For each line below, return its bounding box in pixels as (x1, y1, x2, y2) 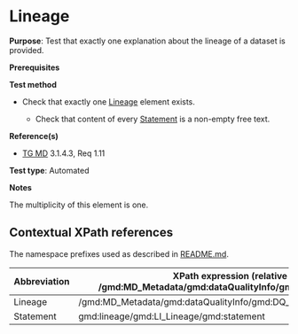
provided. (9, 44, 44, 55)
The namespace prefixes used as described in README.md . (9, 248, 229, 259)
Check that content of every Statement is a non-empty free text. (35, 113, 271, 124)
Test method (9, 79, 58, 89)
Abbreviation (13, 275, 70, 287)
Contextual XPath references (9, 225, 174, 240)
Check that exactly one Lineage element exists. (21, 96, 195, 107)
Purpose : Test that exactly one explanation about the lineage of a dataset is (9, 35, 286, 46)
